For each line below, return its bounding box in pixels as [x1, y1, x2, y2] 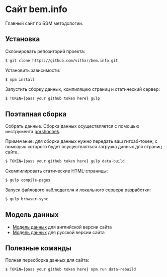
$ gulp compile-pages [5, 178, 51, 183]
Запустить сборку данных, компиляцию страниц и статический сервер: [5, 86, 160, 92]
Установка [5, 35, 40, 43]
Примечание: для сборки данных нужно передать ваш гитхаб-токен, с [5, 138, 157, 144]
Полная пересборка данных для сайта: [5, 257, 90, 263]
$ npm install [5, 77, 35, 82]
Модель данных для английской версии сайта [12, 224, 112, 230]
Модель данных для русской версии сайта [12, 229, 105, 235]
